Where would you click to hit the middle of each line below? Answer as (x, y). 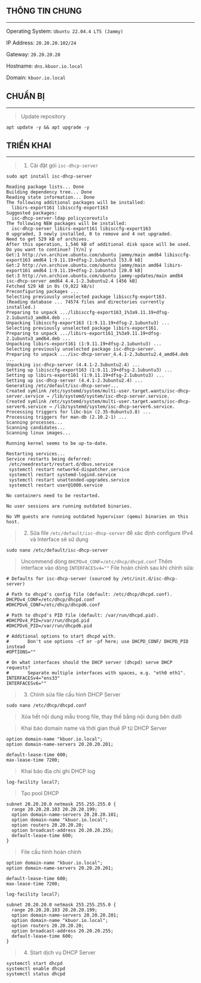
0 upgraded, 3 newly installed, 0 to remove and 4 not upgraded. (89, 234)
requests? (19, 668)
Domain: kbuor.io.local (36, 77)
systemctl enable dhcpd (36, 969)
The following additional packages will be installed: (76, 203)
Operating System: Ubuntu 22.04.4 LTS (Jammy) (65, 31)
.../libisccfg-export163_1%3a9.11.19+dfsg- (115, 313)
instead (16, 647)
